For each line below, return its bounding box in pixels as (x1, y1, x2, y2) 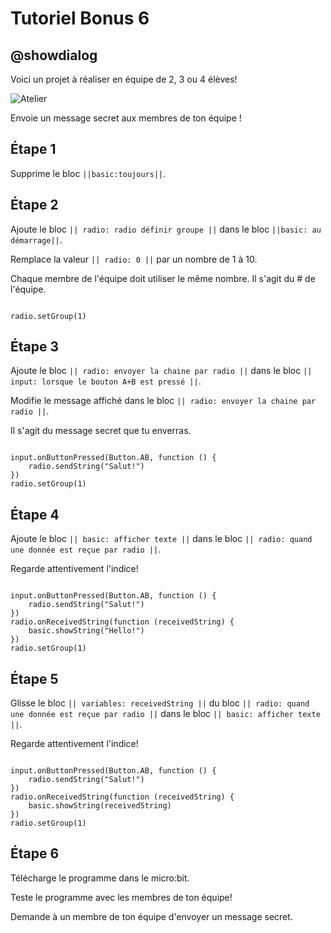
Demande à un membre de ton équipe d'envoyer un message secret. (10, 910, 293, 922)
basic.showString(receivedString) (28, 801, 172, 811)
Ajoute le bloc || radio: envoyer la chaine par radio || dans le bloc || (10, 365, 313, 377)
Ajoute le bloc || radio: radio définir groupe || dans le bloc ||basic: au (10, 223, 322, 235)
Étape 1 (10, 141, 57, 158)
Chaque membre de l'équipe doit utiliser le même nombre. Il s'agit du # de (10, 272, 316, 284)
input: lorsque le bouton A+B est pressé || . (10, 375, 202, 387)
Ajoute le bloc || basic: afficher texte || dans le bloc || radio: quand (10, 533, 313, 545)
